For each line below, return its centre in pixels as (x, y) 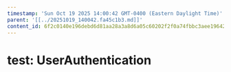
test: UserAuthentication (79, 60)
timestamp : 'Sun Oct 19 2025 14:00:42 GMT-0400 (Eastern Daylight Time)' (115, 13)
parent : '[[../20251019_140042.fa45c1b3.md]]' (75, 20)
